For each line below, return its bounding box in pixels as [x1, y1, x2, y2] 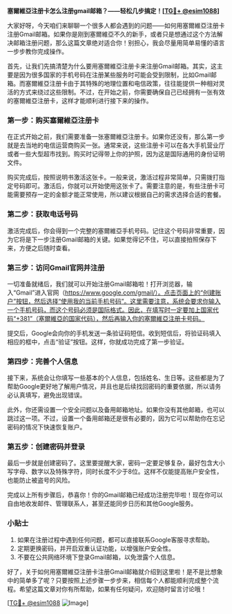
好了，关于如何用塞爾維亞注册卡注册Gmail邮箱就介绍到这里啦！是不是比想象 [7, 567, 223, 576]
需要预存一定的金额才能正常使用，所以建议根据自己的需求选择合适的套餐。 [12, 190, 225, 199]
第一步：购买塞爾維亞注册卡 [7, 115, 99, 125]
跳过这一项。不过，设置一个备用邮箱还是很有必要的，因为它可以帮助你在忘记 [7, 414, 225, 422]
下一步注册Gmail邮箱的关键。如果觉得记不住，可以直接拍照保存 [30, 235, 211, 243]
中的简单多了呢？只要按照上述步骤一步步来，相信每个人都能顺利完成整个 [7, 576, 213, 584]
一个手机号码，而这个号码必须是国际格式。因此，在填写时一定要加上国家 [7, 306, 213, 314]
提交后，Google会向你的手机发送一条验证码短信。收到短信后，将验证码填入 [7, 328, 222, 337]
